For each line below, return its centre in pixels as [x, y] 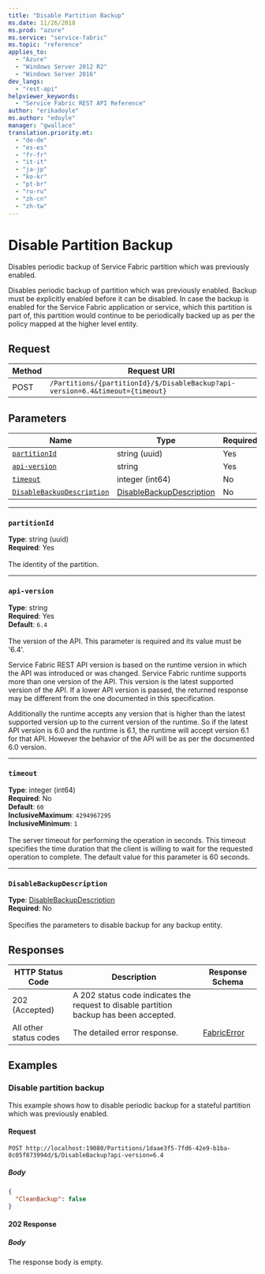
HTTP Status [39, 972]
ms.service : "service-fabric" [58, 37]
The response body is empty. [56, 1261]
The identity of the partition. [54, 564]
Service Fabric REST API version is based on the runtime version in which [127, 665]
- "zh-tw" [31, 206]
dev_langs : [26, 81]
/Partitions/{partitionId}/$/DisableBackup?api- [143, 384]
